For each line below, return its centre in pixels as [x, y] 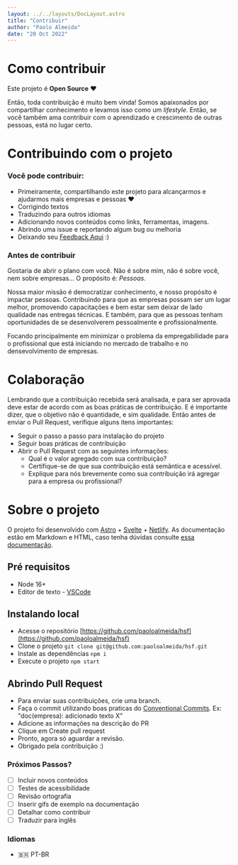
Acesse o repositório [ [50, 631]
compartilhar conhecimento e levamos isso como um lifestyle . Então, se [112, 110]
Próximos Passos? [40, 765]
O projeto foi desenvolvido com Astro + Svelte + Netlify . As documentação [116, 530]
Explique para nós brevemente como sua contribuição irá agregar [124, 473]
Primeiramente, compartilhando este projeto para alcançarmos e [112, 191]
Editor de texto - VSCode [54, 591]
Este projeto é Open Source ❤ [52, 89]
